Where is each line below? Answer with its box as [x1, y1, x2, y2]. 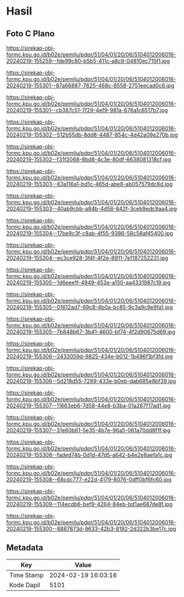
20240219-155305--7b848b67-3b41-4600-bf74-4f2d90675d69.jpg [6, 329, 176, 335]
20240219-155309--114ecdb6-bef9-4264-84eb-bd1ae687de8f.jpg [6, 501, 173, 507]
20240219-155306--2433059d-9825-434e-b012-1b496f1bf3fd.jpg [6, 353, 173, 360]
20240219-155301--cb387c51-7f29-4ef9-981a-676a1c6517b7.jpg [6, 107, 168, 113]
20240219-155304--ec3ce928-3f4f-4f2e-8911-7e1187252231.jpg [6, 255, 168, 261]
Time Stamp [9, 571, 44, 579]
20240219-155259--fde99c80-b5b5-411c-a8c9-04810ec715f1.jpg [6, 58, 170, 64]
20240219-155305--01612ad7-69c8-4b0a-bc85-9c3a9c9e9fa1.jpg [6, 304, 173, 310]
